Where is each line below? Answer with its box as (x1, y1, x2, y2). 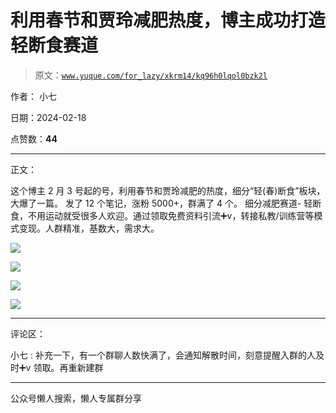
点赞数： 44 (10, 132, 58, 145)
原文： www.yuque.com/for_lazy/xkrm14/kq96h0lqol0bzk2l (34, 69, 268, 81)
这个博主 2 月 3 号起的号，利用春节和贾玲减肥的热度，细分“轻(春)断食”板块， (10, 184, 326, 196)
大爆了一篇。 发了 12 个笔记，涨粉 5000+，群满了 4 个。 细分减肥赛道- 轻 (10, 197, 313, 209)
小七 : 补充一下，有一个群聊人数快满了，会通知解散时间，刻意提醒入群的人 (10, 349, 316, 361)
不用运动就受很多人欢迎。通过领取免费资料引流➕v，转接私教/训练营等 (27, 209, 315, 221)
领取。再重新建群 (33, 361, 104, 373)
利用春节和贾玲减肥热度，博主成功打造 (10, 9, 327, 32)
